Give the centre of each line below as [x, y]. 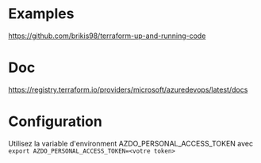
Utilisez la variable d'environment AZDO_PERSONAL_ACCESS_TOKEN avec [131, 143]
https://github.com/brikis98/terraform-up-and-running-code [107, 36]
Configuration [56, 121]
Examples [41, 14]
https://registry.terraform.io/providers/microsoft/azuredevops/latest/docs [128, 89]
